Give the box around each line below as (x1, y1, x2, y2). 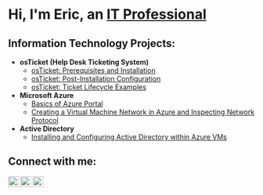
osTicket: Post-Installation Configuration (31, 74, 161, 83)
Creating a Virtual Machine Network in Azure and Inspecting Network (31, 107, 255, 117)
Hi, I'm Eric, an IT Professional (8, 5, 207, 23)
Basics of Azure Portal (31, 99, 103, 108)
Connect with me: (8, 155, 97, 168)
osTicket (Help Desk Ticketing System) (19, 57, 150, 67)
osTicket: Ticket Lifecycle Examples (31, 82, 147, 92)
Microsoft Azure (19, 91, 74, 99)
